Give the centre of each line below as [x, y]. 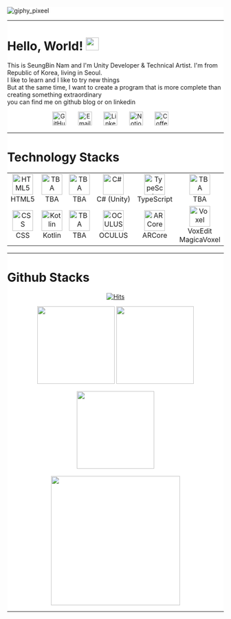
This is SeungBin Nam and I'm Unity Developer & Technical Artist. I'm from [112, 65]
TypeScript [155, 199]
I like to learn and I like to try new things [64, 80]
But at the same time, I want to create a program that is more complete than [114, 87]
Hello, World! [45, 47]
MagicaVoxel [200, 239]
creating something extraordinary [54, 94]
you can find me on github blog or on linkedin [71, 102]
